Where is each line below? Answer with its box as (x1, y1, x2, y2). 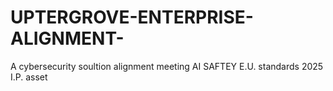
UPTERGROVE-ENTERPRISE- (10, 6, 254, 29)
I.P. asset (10, 71, 48, 83)
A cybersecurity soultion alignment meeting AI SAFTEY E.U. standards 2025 (10, 60, 324, 72)
